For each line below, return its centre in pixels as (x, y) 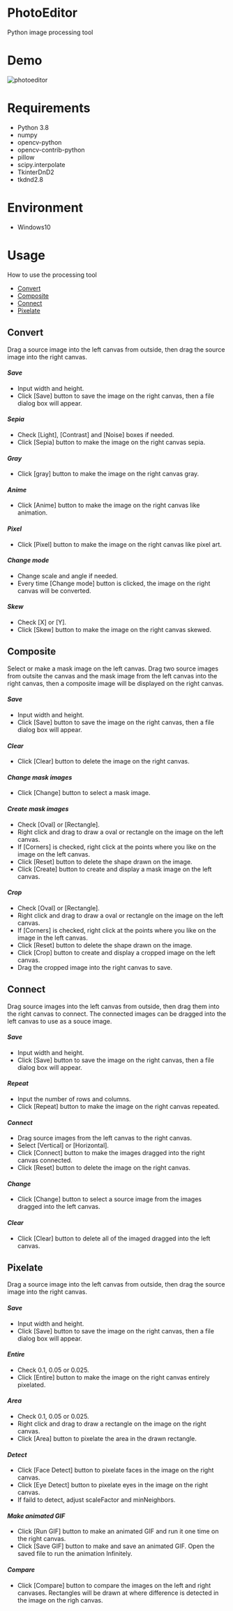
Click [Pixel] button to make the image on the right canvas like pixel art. (119, 544)
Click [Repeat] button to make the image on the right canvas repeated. (118, 1106)
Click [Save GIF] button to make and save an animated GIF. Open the (116, 1546)
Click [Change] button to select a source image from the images (110, 1199)
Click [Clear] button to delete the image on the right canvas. (103, 761)
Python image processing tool (50, 32)
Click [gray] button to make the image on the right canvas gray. (108, 474)
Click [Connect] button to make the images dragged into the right (111, 1153)
